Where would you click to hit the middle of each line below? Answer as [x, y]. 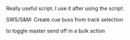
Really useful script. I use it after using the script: [65, 8]
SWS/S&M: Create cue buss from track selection [65, 19]
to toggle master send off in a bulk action [56, 31]
